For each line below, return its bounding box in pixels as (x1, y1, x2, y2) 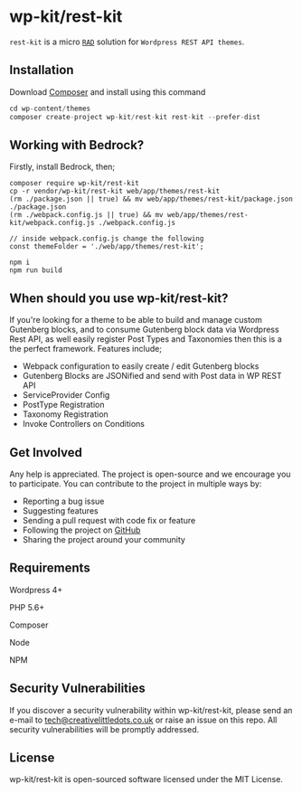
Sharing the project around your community (22, 533, 185, 544)
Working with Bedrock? (9, 137, 145, 153)
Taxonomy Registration (22, 409, 109, 420)
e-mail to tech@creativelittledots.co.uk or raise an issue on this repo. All (9, 714, 278, 725)
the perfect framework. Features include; (9, 344, 163, 354)
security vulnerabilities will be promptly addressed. (9, 723, 200, 734)
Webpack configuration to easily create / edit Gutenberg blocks (22, 361, 260, 372)
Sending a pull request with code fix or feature (22, 515, 196, 525)
